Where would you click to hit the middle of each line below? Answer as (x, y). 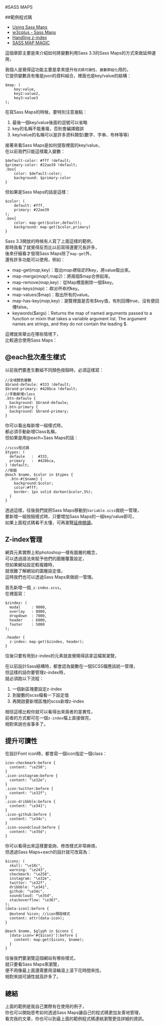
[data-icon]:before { (27, 909)
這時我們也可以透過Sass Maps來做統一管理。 (51, 577)
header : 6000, (28, 620)
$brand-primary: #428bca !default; (41, 389)
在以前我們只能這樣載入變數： (35, 151)
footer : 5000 (27, 624)
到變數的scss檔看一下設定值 (40, 695)
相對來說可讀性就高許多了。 (33, 977)
